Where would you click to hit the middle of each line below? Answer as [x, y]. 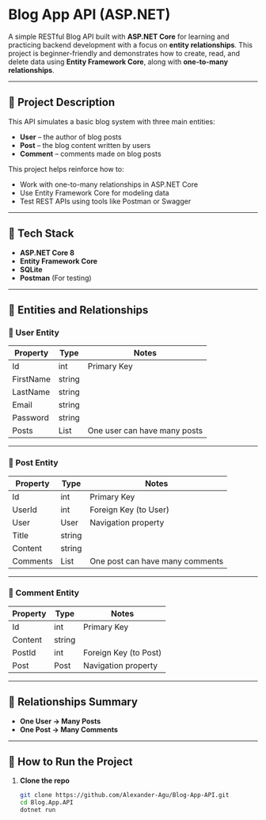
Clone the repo [44, 780]
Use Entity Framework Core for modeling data [94, 192]
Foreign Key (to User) [130, 510]
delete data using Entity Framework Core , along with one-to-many [118, 62]
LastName [31, 392]
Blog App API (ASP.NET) [89, 15]
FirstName [32, 379]
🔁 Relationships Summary [73, 702]
